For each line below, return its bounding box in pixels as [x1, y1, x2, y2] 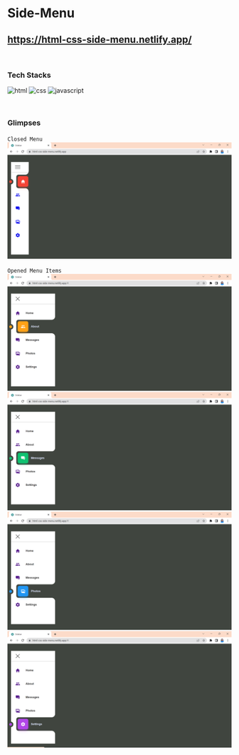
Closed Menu [7, 136, 43, 143]
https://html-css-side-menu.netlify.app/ [7, 34, 192, 46]
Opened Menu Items [7, 267, 62, 274]
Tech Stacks [7, 70, 51, 80]
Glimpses [7, 118, 41, 128]
